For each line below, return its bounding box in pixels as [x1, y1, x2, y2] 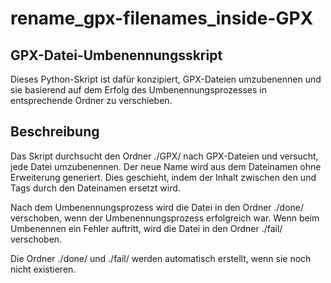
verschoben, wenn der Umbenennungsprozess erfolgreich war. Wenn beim [10, 212, 320, 224]
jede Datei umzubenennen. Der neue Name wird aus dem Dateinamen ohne [10, 160, 322, 172]
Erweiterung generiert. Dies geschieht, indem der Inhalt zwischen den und [10, 171, 317, 183]
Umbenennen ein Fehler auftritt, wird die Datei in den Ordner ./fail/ [10, 222, 283, 234]
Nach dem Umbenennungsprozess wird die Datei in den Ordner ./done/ [10, 201, 305, 213]
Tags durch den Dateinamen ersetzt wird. [10, 182, 181, 194]
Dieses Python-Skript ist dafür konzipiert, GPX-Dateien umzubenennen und [10, 73, 322, 85]
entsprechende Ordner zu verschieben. [10, 95, 173, 106]
